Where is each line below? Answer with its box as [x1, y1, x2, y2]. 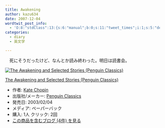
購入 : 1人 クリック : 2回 [12, 111, 57, 117]
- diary [9, 35, 26, 40]
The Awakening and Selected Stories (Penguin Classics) [5, 77, 119, 82]
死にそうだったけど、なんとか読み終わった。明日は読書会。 [9, 57, 130, 63]
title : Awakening [5, 7, 41, 12]
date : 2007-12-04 [5, 16, 41, 21]
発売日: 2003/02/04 [12, 99, 53, 105]
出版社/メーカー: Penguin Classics [12, 93, 82, 99]
